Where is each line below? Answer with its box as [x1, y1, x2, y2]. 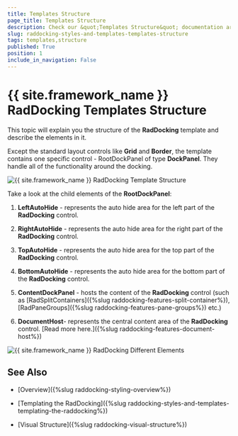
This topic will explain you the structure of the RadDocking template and [7, 125, 219, 134]
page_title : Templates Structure [7, 17, 106, 24]
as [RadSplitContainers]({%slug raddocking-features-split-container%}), [17, 296, 230, 304]
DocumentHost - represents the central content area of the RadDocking [17, 317, 228, 325]
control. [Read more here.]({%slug [17, 324, 118, 333]
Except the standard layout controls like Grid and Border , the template [7, 147, 212, 155]
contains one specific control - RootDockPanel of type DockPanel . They [7, 154, 218, 163]
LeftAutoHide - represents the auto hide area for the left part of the [17, 203, 215, 211]
